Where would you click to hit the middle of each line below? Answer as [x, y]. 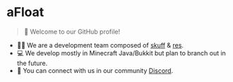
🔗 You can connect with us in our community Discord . [95, 70]
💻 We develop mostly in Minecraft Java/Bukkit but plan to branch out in [121, 53]
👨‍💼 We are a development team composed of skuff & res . [100, 45]
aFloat [25, 12]
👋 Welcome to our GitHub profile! [72, 32]
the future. [32, 63]
